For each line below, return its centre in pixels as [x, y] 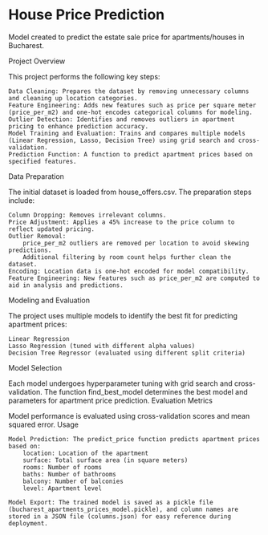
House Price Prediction [87, 15]
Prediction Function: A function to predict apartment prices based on [130, 154]
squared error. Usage [43, 424]
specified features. [43, 161]
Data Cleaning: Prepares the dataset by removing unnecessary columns [129, 91]
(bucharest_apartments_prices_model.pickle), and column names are [124, 509]
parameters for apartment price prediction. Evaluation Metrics [110, 400]
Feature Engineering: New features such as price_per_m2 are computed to [134, 278]
